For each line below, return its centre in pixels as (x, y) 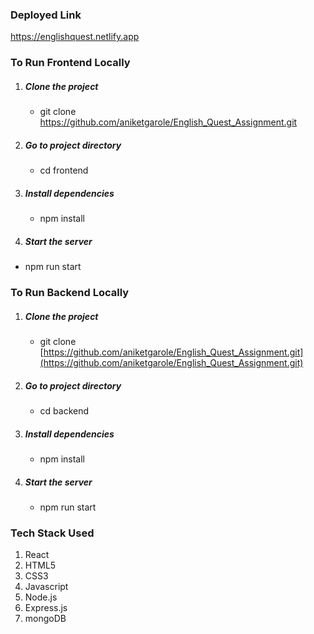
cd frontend (64, 170)
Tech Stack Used (52, 533)
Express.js (46, 608)
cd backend (64, 410)
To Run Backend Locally (70, 293)
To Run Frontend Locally (70, 63)
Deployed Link (46, 15)
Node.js (41, 597)
